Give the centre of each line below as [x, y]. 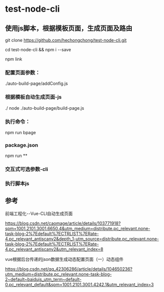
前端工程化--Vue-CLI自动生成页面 [39, 214]
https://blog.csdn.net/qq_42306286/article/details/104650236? [69, 269]
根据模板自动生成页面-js [33, 97]
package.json [21, 145]
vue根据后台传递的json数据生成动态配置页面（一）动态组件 [64, 259]
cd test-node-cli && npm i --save [38, 49]
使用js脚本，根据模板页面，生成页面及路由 [69, 28]
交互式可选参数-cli [27, 169]
